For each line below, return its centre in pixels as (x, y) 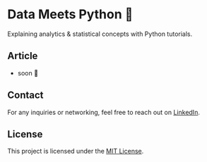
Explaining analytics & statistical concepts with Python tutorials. (100, 34)
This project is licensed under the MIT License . (76, 151)
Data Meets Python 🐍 (70, 14)
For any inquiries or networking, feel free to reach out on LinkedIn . (103, 112)
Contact (25, 95)
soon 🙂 (28, 73)
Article (23, 56)
